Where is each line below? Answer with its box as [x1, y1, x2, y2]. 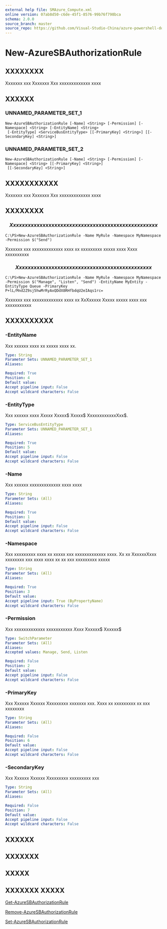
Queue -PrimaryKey [29, 283, 68, 289]
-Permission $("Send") [5, 237, 52, 242]
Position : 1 [5, 514, 30, 520]
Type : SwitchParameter [5, 636, 52, 641]
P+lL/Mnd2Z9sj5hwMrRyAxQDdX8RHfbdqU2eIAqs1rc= [5, 288, 103, 293]
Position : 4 [5, 376, 30, 381]
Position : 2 [5, 664, 30, 668]
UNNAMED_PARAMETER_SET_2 [5, 145, 83, 152]
